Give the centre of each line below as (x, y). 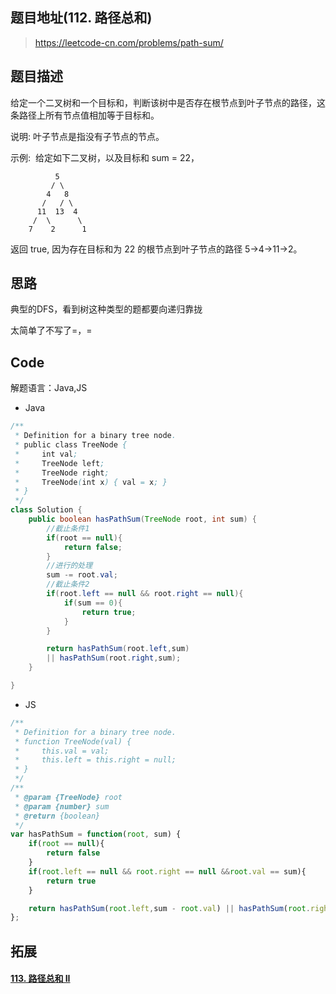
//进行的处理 (69, 566)
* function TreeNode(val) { (73, 741)
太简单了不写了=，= (51, 330)
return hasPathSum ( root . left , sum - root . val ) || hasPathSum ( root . (169, 908)
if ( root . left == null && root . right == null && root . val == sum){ (167, 871)
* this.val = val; (62, 751)
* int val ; (46, 454)
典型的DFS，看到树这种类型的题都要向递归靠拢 (106, 309)
